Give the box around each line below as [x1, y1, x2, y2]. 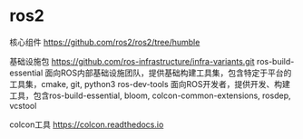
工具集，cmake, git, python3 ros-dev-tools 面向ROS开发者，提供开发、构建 [9, 78, 290, 89]
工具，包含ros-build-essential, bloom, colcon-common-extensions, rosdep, [9, 90, 291, 101]
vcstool [9, 100, 37, 111]
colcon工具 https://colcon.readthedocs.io [9, 119, 164, 130]
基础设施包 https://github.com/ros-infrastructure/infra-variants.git [9, 55, 256, 66]
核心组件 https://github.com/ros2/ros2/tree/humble [9, 36, 200, 47]
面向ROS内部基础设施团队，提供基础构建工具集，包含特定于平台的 [44, 67, 292, 78]
